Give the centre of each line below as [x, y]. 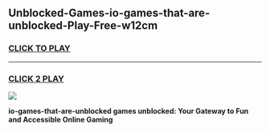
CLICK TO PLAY [39, 49]
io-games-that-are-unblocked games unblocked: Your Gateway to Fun [129, 110]
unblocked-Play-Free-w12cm [83, 26]
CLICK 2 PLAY [36, 78]
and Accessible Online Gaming [61, 119]
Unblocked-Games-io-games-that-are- [109, 13]
